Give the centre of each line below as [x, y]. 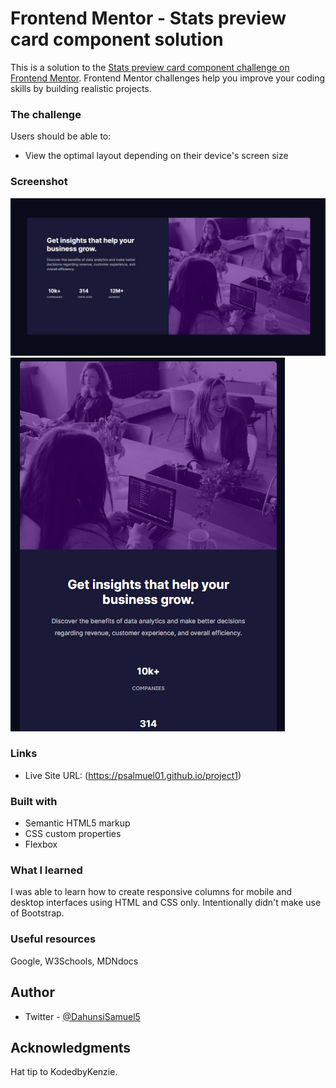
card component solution [117, 39]
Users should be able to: [61, 136]
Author [32, 992]
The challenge [46, 114]
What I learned [46, 870]
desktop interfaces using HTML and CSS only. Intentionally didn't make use [166, 903]
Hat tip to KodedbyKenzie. [64, 1072]
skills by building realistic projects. [81, 88]
